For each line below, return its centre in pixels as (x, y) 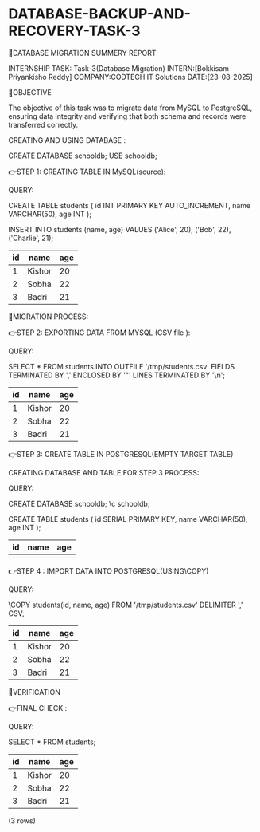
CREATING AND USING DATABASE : (67, 140)
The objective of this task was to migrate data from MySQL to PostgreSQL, (130, 108)
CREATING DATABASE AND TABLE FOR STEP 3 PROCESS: (104, 472)
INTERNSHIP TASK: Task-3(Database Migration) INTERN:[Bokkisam (118, 68)
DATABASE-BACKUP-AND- (99, 14)
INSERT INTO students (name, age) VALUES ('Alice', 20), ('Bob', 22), (120, 229)
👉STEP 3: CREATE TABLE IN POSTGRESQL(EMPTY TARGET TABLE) (121, 454)
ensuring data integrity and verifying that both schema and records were (127, 116)
